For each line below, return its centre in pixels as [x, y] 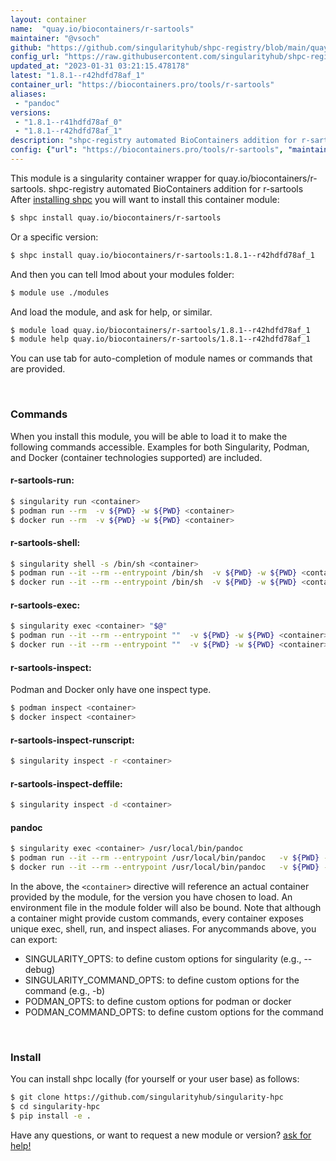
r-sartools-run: [42, 480]
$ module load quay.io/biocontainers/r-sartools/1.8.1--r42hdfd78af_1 [160, 330]
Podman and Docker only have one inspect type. [111, 690]
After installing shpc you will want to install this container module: [145, 199]
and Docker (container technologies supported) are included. [136, 457]
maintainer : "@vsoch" [55, 38]
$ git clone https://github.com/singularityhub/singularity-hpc [147, 1097]
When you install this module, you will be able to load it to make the [149, 436]
